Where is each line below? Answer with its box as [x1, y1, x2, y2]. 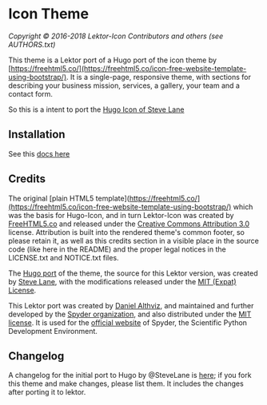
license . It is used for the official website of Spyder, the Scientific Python [8, 317, 248, 328]
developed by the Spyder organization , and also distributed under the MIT [8, 309, 252, 319]
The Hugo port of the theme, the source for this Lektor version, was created [8, 268, 258, 278]
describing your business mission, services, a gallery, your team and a [8, 81, 240, 90]
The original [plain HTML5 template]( [8, 193, 130, 203]
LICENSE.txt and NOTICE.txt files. [8, 252, 119, 262]
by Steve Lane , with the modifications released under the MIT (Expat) [8, 276, 237, 286]
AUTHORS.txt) [8, 39, 56, 49]
